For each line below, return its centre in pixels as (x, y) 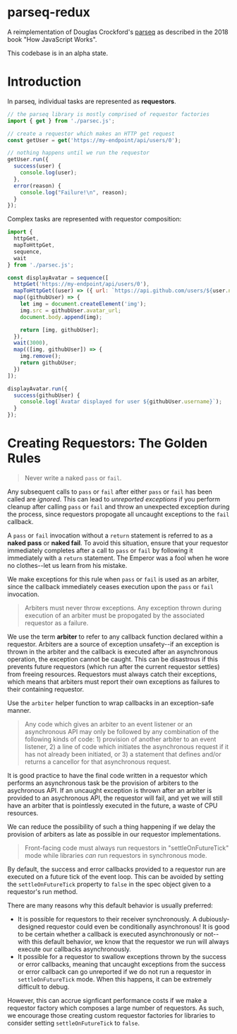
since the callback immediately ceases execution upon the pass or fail (110, 586)
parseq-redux (49, 12)
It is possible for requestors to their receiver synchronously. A (107, 919)
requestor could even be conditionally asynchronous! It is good (138, 926)
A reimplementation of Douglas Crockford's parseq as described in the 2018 (118, 32)
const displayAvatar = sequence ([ (58, 278)
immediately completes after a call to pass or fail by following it (100, 550)
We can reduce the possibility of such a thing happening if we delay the (111, 826)
